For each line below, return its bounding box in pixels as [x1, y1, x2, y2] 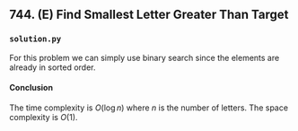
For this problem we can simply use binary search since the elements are [9, 52, 280, 63]
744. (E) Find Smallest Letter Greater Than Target [9, 7, 289, 22]
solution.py [9, 34, 62, 44]
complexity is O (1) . [9, 111, 78, 122]
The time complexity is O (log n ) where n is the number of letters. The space [9, 102, 289, 113]
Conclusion [9, 83, 54, 93]
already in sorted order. [9, 62, 96, 73]
